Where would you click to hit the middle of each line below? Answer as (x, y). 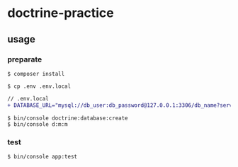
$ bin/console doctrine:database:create (68, 118)
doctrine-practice (61, 13)
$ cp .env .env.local (39, 86)
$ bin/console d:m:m (38, 124)
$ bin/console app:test (42, 156)
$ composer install (36, 74)
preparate (25, 59)
